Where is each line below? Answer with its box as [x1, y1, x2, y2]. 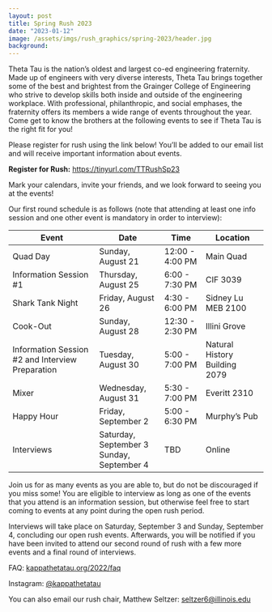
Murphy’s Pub [205, 410, 259, 422]
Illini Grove [205, 321, 246, 332]
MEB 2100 [205, 303, 247, 314]
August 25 [99, 279, 139, 291]
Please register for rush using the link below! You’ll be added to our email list [8, 140, 264, 150]
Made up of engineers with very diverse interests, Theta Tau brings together [8, 73, 263, 83]
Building [205, 359, 237, 371]
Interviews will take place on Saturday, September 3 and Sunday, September [8, 521, 264, 531]
